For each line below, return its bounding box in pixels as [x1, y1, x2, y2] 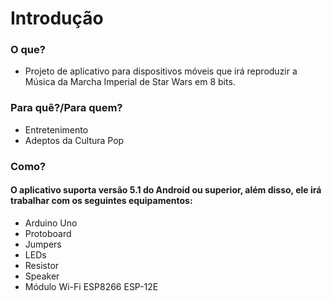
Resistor [24, 259, 60, 271]
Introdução [10, 7, 104, 30]
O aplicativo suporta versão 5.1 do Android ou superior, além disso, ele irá [10, 184, 322, 196]
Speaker [24, 270, 60, 282]
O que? [10, 43, 46, 57]
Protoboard [24, 227, 72, 239]
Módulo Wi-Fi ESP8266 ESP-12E [24, 280, 159, 292]
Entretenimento [24, 123, 89, 136]
